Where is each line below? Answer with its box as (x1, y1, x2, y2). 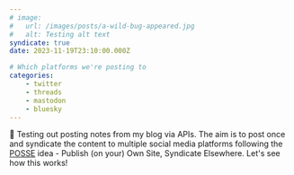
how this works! (9, 158, 68, 169)
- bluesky (25, 104, 63, 113)
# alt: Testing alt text (9, 30, 111, 39)
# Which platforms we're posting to (9, 63, 147, 72)
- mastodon (25, 96, 67, 105)
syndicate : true (9, 38, 70, 48)
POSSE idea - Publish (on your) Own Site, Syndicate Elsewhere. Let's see (9, 148, 281, 159)
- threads (25, 87, 63, 97)
